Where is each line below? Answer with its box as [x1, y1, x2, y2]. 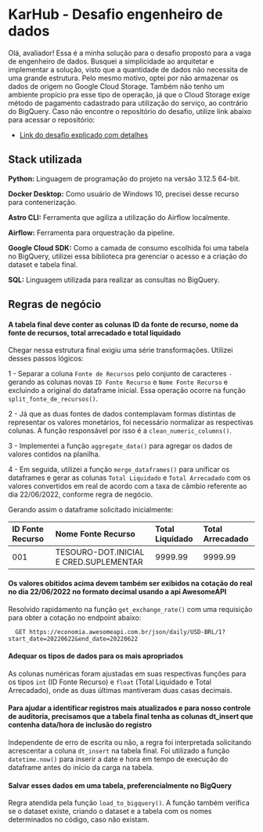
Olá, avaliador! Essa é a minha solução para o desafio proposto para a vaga [8, 48, 252, 57]
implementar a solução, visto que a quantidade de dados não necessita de [8, 64, 248, 74]
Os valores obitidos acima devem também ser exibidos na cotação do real [8, 578, 253, 588]
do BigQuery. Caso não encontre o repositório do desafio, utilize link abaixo [8, 106, 252, 115]
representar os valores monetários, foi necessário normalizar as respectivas [8, 418, 254, 427]
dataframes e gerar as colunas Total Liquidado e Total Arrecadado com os [8, 473, 251, 482]
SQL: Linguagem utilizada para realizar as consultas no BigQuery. [8, 275, 220, 284]
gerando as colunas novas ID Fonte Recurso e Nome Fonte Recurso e [8, 377, 229, 387]
